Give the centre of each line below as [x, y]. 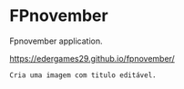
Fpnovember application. [56, 41]
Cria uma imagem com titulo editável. [83, 75]
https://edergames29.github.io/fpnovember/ [92, 58]
